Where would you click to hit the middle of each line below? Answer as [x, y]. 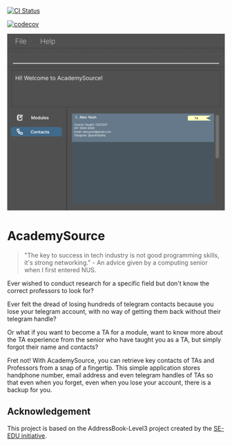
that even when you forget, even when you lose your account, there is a [109, 382]
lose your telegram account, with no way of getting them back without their [114, 311]
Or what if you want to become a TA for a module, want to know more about [115, 332]
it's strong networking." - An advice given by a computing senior [116, 262]
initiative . [34, 436]
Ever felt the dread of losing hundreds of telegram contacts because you [110, 304]
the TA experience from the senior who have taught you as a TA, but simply [114, 339]
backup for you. [30, 390]
